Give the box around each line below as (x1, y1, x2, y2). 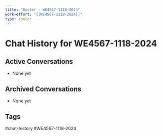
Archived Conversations (5, 85, 82, 93)
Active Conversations (5, 57, 73, 66)
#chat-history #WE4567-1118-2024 (5, 126, 76, 131)
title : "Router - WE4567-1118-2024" (5, 7, 80, 12)
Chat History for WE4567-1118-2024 (5, 38, 158, 49)
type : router (5, 16, 32, 21)
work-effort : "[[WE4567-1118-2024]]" (5, 12, 83, 17)
